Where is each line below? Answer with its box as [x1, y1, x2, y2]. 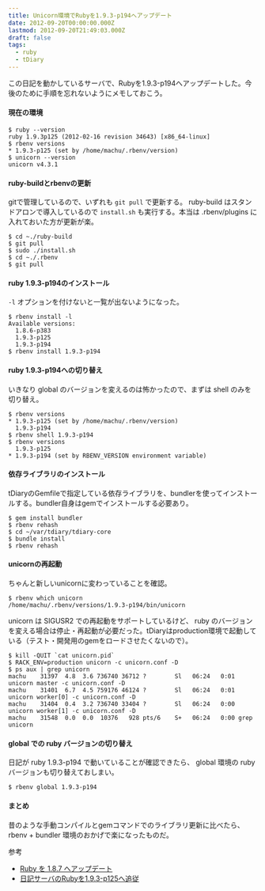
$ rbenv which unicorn [8, 594, 83, 602]
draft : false [8, 33, 51, 42]
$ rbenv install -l [8, 313, 73, 321]
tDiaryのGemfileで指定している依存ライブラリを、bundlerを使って [8, 488, 223, 498]
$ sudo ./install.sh [8, 247, 77, 255]
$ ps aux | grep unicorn [8, 665, 90, 673]
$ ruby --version [8, 126, 66, 135]
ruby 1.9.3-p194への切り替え [8, 366, 103, 375]
